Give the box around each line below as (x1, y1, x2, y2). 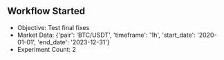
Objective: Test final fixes (17, 23, 90, 31)
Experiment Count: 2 (17, 45, 76, 53)
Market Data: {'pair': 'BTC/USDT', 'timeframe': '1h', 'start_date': (17, 31, 196, 39)
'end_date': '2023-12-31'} (37, 37, 110, 46)
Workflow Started (7, 5, 86, 17)
